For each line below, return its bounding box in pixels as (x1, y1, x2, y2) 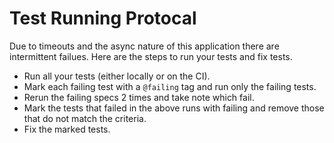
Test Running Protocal (9, 7, 197, 30)
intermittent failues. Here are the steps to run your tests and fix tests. (9, 50, 293, 62)
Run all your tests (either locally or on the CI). (23, 70, 211, 82)
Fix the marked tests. (23, 123, 111, 135)
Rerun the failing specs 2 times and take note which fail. (23, 91, 255, 103)
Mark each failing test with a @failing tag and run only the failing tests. (23, 80, 317, 92)
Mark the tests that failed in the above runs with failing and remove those (23, 102, 325, 114)
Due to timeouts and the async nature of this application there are (9, 40, 280, 52)
